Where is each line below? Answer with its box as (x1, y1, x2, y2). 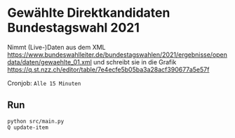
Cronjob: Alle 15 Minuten (7, 78, 81, 87)
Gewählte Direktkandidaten (7, 5, 170, 21)
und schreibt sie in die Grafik (93, 57, 177, 66)
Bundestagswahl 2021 (7, 20, 140, 36)
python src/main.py (7, 118, 65, 125)
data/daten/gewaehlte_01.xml (7, 57, 93, 66)
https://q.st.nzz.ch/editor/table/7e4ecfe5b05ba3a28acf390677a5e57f (7, 65, 210, 74)
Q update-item (7, 124, 49, 131)
